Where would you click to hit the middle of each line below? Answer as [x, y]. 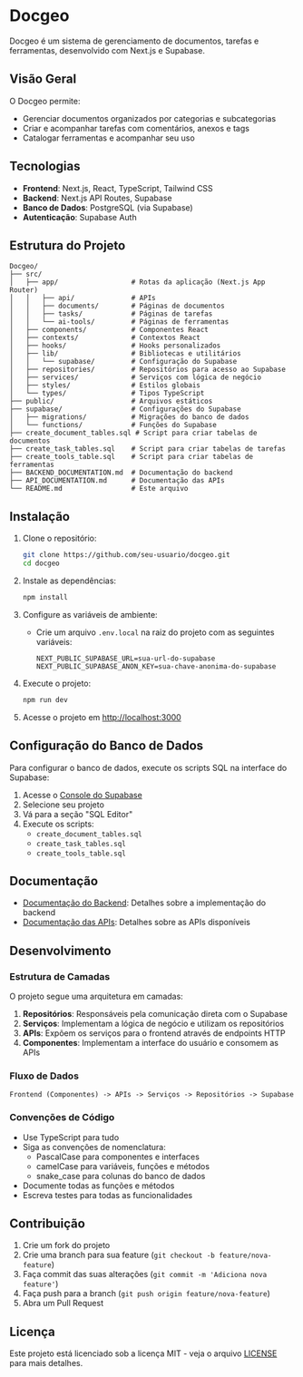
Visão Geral [43, 79]
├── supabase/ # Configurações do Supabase [126, 409]
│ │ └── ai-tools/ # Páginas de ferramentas [119, 322]
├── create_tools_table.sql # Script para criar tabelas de [132, 457]
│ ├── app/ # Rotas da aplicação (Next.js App [137, 282]
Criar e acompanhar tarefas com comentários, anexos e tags [136, 128]
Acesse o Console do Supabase [82, 795]
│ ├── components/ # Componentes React [109, 330]
